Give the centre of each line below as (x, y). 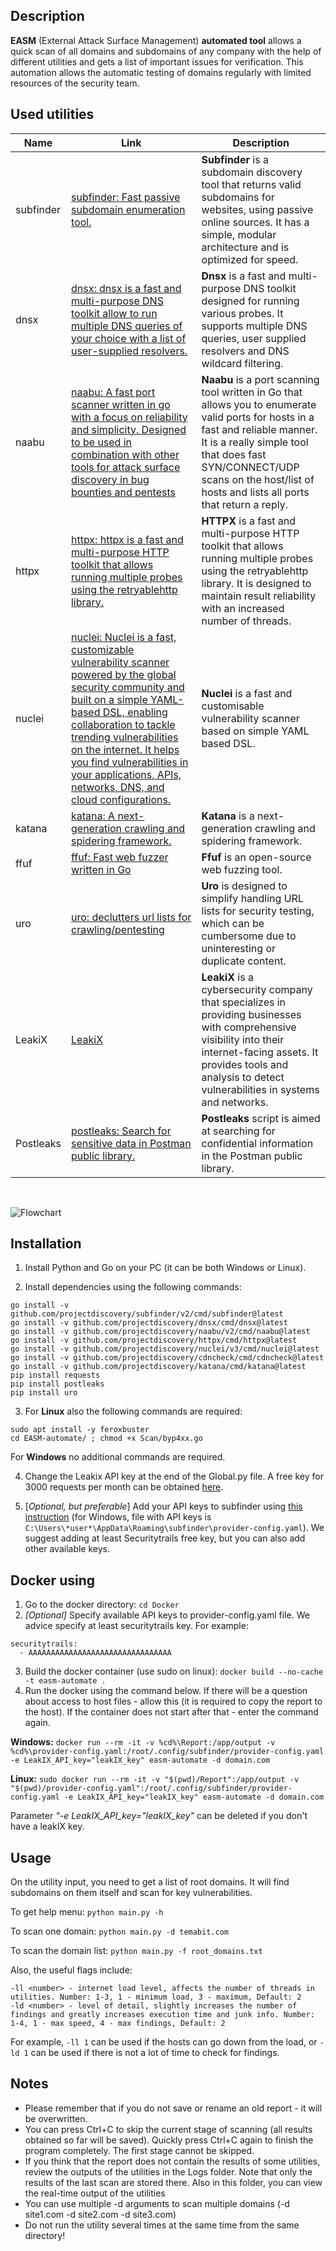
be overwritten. (56, 2118)
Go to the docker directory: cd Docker (102, 1605)
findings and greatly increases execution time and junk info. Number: (162, 2015)
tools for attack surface (125, 467)
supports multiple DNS (254, 326)
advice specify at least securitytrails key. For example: (136, 1626)
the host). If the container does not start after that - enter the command (171, 1712)
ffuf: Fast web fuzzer (119, 857)
